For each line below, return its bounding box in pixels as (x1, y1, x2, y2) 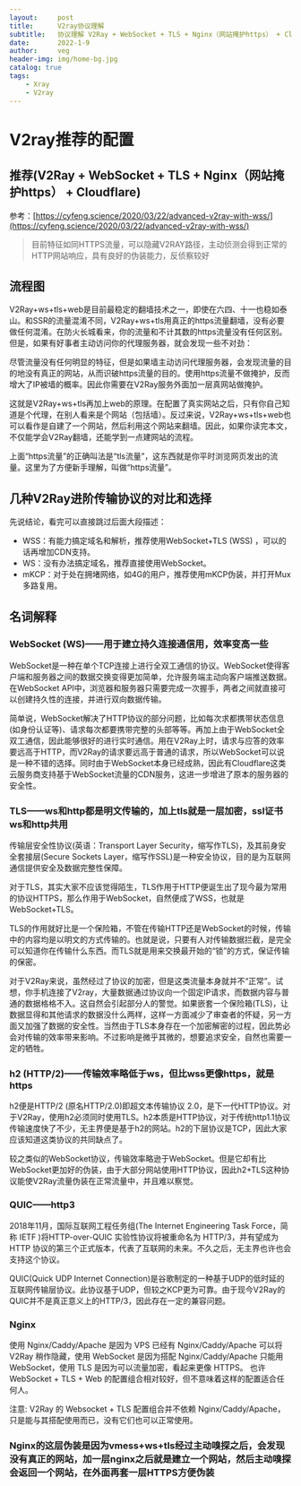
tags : (9, 72, 30, 81)
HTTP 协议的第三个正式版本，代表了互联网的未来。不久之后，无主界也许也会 (9, 1242, 292, 1253)
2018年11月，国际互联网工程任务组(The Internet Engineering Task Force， (9, 1220, 280, 1231)
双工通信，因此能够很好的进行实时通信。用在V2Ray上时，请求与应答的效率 (9, 735, 285, 746)
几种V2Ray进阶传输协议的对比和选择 (9, 490, 212, 506)
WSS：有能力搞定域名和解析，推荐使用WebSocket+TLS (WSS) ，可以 (21, 535, 279, 547)
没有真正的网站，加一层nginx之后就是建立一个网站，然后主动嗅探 (9, 1453, 291, 1465)
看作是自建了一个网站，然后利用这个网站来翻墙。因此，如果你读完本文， (24, 420, 292, 431)
